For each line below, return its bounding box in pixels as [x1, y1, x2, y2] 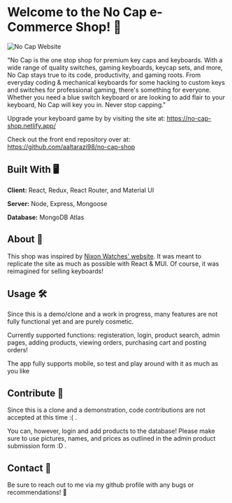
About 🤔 [7, 233, 43, 245]
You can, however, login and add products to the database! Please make [7, 427, 215, 435]
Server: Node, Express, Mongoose [7, 199, 108, 207]
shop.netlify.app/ [7, 121, 56, 130]
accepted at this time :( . [7, 413, 78, 422]
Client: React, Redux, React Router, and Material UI [7, 186, 154, 194]
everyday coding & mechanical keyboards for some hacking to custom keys [7, 78, 226, 86]
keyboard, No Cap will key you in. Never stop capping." [7, 100, 166, 109]
